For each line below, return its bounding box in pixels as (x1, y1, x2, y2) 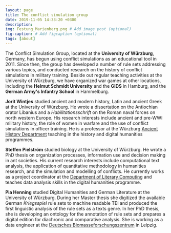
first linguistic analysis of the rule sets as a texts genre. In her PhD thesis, (5, 205, 160, 211)
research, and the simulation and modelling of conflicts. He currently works (5, 168, 164, 174)
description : (5, 22, 33, 27)
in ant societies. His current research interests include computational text (5, 157, 160, 163)
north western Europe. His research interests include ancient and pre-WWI (5, 114, 163, 121)
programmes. (5, 137, 34, 143)
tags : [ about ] (5, 36, 36, 42)
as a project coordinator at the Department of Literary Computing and (5, 173, 152, 180)
